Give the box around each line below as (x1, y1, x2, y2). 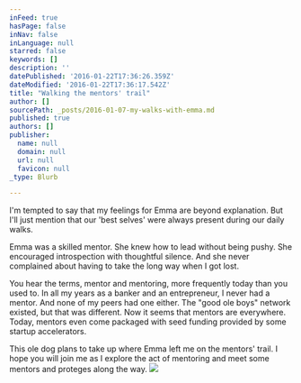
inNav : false (9, 30, 58, 39)
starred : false (9, 47, 66, 56)
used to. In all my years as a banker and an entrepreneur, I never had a (9, 287, 270, 298)
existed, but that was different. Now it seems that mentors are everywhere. (9, 307, 287, 318)
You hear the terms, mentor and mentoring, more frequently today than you (9, 278, 288, 289)
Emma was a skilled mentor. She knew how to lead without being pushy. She (9, 242, 293, 252)
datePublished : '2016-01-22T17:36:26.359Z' (9, 72, 175, 81)
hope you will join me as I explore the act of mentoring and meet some (9, 353, 270, 364)
